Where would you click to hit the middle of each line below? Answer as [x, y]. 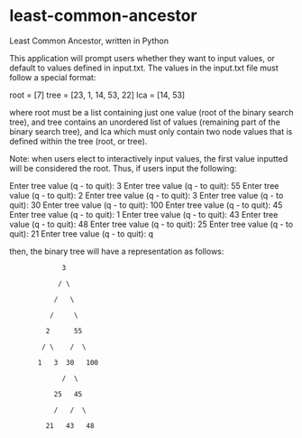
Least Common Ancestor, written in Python [89, 41]
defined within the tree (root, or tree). [78, 141]
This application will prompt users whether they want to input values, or [142, 58]
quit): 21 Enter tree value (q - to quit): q [81, 233]
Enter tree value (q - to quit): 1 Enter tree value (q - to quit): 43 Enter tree [144, 214]
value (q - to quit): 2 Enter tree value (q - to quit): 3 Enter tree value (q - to [146, 195]
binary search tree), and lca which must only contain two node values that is [151, 131]
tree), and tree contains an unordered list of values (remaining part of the [145, 122]
